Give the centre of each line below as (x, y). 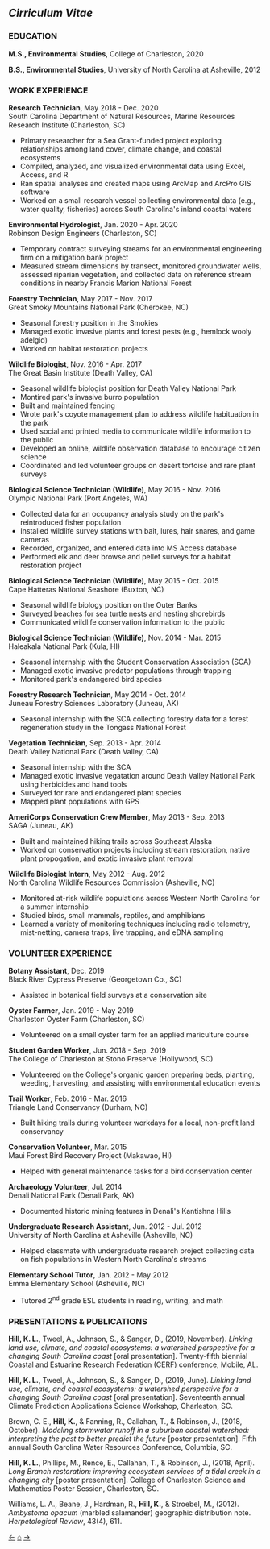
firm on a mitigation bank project (74, 257)
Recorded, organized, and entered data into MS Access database (129, 548)
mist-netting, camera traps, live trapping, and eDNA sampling (122, 932)
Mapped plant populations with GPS (79, 801)
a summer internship (54, 907)
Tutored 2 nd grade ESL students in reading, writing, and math (122, 1300)
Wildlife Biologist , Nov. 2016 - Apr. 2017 (75, 364)
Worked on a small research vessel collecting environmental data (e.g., (137, 200)
